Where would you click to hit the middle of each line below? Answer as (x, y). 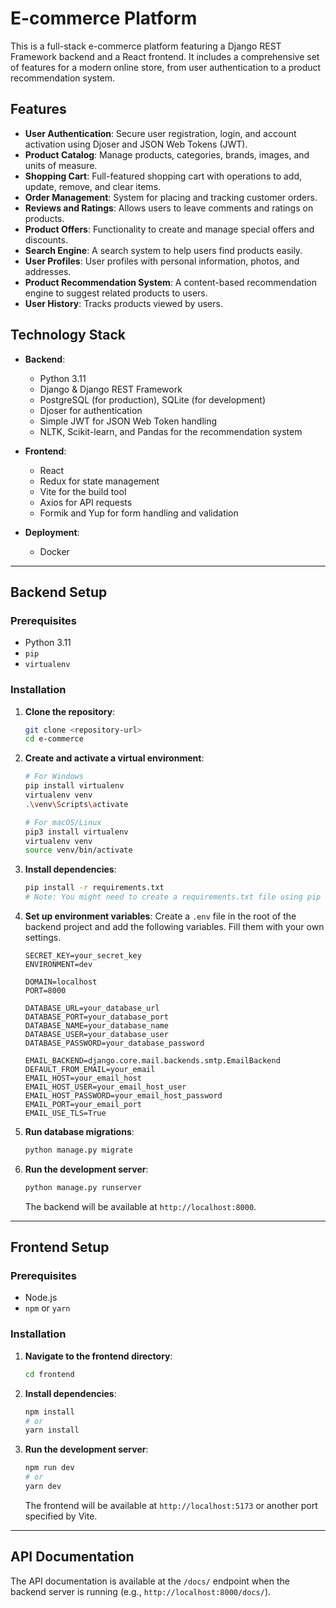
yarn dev (43, 1487)
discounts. (46, 239)
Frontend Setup (60, 1247)
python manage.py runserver (83, 1187)
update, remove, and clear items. (93, 186)
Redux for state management (99, 481)
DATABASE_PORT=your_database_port (96, 1017)
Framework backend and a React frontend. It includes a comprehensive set (165, 56)
